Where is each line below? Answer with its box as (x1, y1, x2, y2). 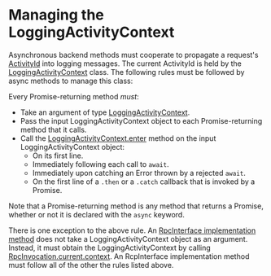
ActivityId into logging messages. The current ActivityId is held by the (8, 59, 243, 68)
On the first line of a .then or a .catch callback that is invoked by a (32, 177, 256, 186)
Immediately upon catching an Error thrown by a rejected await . (32, 168, 247, 177)
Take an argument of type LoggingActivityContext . (20, 107, 190, 117)
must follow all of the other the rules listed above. (8, 260, 174, 269)
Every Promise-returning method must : (8, 91, 140, 101)
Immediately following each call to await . (32, 159, 169, 169)
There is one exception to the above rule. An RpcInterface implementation (8, 226, 256, 235)
